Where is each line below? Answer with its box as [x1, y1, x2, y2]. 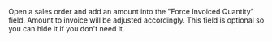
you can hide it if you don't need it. [8, 24, 125, 33]
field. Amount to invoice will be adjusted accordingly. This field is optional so [8, 15, 265, 25]
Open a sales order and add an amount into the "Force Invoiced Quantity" [8, 7, 254, 16]
